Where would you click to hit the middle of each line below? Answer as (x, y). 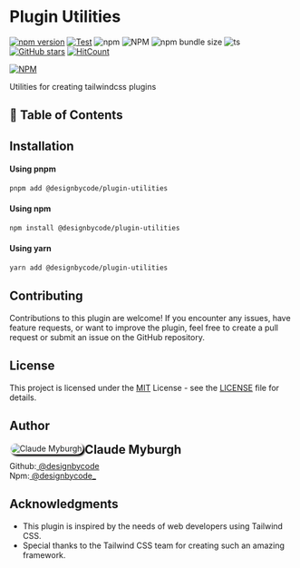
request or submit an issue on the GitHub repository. (107, 337)
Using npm (30, 209)
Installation (42, 146)
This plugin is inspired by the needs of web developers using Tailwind (153, 526)
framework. (44, 554)
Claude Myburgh (133, 450)
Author (29, 425)
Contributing (46, 296)
